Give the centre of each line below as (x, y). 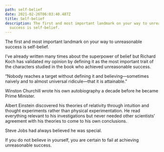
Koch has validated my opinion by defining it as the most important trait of (79, 62)
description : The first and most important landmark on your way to (76, 23)
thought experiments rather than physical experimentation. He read (73, 111)
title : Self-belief (25, 19)
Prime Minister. (20, 96)
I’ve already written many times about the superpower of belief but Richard (81, 56)
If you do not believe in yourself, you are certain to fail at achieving (72, 140)
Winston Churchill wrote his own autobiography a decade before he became (82, 91)
